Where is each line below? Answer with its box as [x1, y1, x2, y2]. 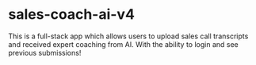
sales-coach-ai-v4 [8, 5, 135, 23]
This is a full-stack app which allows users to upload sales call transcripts [8, 31, 249, 41]
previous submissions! [8, 48, 82, 57]
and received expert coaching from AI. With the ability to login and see [8, 39, 239, 49]
